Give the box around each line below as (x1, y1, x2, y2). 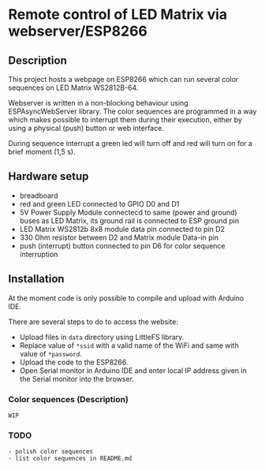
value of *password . (19, 349, 83, 358)
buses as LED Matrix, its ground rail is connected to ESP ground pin (19, 215, 239, 226)
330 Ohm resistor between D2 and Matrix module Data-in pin (19, 233, 219, 242)
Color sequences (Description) (8, 394, 129, 405)
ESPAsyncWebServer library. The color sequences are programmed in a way (8, 106, 257, 116)
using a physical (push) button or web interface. (8, 124, 164, 132)
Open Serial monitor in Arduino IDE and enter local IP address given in (19, 365, 247, 375)
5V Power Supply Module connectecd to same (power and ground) (19, 207, 238, 217)
